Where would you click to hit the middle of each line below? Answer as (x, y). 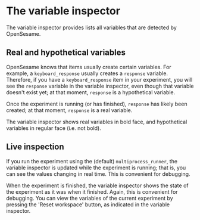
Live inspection (35, 147)
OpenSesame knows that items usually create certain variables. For (89, 67)
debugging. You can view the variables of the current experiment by (90, 198)
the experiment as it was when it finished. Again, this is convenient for (92, 191)
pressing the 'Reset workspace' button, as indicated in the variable (88, 204)
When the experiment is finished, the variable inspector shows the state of (97, 185)
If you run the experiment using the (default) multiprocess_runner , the (92, 161)
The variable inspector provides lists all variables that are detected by (91, 27)
